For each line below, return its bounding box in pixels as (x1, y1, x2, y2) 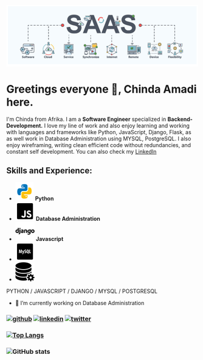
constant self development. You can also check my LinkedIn (6, 148, 157, 156)
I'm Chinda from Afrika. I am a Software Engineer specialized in (6, 115, 167, 123)
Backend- (167, 115, 193, 123)
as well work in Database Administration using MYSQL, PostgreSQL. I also (6, 135, 191, 142)
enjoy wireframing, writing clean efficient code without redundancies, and (6, 142, 191, 149)
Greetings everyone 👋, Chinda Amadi (6, 82, 197, 96)
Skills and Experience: (6, 165, 92, 176)
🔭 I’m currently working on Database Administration (15, 299, 145, 306)
